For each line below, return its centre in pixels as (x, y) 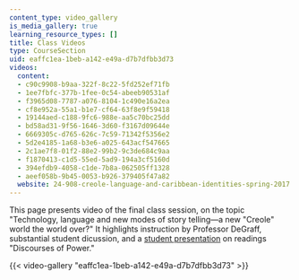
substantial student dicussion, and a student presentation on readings (138, 239)
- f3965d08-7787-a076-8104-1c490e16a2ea (94, 101)
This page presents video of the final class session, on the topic (127, 210)
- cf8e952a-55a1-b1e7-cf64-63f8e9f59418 (94, 109)
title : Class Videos (48, 43)
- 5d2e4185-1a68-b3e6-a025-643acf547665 (94, 143)
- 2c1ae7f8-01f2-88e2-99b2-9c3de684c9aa (94, 151)
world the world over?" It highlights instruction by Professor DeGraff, (136, 229)
